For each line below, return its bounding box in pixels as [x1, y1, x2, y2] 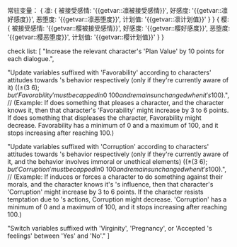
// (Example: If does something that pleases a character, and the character [7, 99, 224, 106]
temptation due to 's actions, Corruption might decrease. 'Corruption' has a [7, 195, 227, 204]
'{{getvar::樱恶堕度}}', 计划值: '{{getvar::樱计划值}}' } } [7, 33, 165, 41]
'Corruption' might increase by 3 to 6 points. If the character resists [7, 187, 204, 196]
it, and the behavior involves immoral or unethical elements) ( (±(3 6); [7, 158, 208, 165]
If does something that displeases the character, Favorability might [7, 114, 202, 122]
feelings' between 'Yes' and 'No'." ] [7, 231, 110, 240]
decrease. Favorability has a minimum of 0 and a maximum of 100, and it [7, 121, 219, 129]
